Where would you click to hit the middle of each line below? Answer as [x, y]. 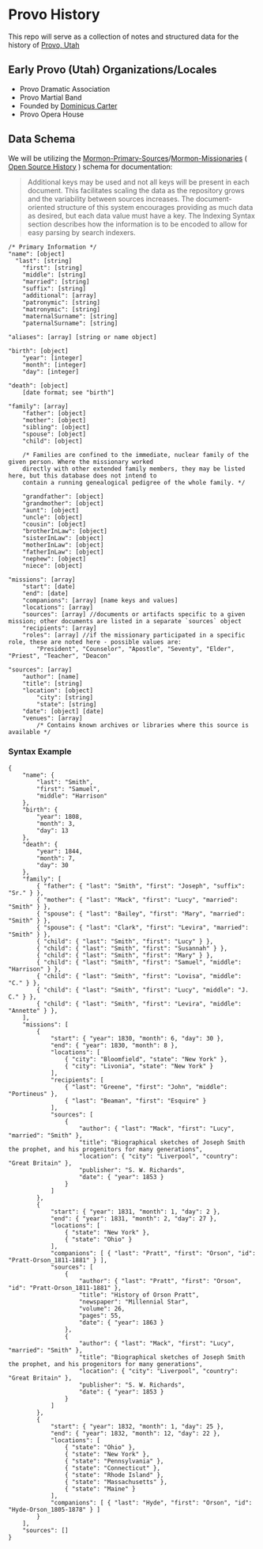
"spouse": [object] [54, 434]
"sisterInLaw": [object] [63, 538]
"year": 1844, [60, 851]
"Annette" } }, [33, 1010]
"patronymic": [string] [62, 303]
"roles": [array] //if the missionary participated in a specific [134, 635]
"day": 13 [53, 830]
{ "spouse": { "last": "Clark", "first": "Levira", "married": [143, 927]
